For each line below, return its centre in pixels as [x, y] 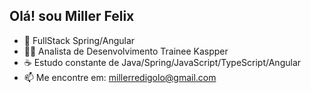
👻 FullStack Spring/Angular [79, 40]
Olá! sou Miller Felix [72, 16]
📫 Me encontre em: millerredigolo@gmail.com [120, 77]
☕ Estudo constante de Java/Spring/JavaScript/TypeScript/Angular [162, 62]
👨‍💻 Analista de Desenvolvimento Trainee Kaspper [126, 51]
